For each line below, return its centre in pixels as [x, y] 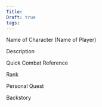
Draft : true [21, 17]
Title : [14, 12]
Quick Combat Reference [37, 63]
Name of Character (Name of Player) [51, 40]
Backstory [19, 98]
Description [20, 51]
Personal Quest [25, 86]
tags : [13, 23]
